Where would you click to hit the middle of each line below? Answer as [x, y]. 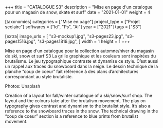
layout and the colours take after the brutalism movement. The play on [75, 101]
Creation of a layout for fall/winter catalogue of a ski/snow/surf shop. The [79, 95]
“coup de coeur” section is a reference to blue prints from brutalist [72, 116]
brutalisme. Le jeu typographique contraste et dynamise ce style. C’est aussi [82, 61]
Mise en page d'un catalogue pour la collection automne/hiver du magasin [80, 51]
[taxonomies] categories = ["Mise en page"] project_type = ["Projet [72, 22]
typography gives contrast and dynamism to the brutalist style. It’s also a [78, 106]
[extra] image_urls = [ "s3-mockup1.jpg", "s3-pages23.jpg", [64, 36]
